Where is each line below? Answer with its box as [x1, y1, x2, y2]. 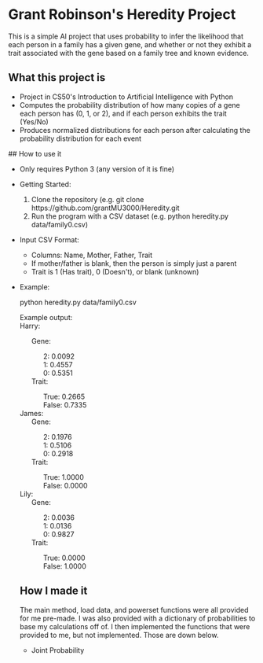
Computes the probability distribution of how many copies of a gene [19, 100, 241, 109]
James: [19, 408, 44, 418]
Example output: [19, 312, 73, 322]
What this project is [8, 71, 106, 84]
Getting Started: [19, 179, 71, 189]
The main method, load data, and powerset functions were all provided [19, 605, 249, 614]
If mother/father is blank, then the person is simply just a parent [31, 258, 237, 268]
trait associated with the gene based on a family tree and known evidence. [8, 48, 250, 57]
